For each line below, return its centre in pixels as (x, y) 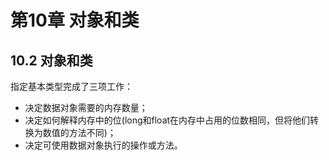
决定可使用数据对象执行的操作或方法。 (103, 145)
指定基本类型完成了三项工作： (71, 86)
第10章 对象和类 (75, 20)
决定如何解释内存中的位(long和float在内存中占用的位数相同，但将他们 (167, 120)
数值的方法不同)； (79, 132)
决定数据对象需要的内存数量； (86, 107)
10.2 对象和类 (51, 60)
